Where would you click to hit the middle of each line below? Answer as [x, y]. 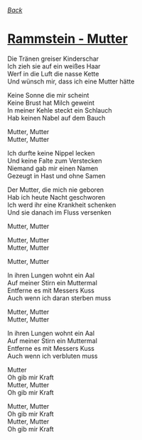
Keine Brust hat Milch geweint [51, 103]
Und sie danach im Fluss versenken [59, 212]
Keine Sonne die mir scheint [48, 95]
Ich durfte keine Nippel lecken [51, 153]
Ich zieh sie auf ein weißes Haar [54, 66]
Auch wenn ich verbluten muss [53, 356]
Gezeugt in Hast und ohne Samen [56, 175]
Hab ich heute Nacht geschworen [56, 197]
